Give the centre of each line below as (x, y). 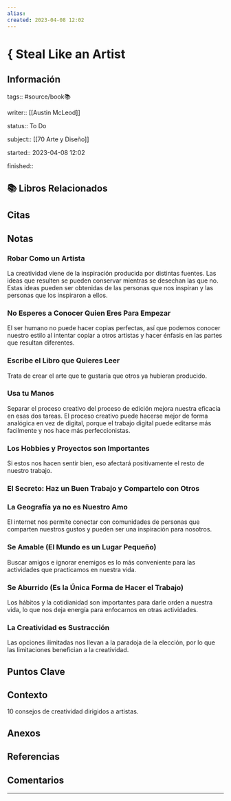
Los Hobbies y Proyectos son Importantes (78, 448)
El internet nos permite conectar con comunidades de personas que (104, 522)
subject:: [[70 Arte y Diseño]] (48, 139)
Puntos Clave (36, 672)
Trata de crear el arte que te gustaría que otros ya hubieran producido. (107, 376)
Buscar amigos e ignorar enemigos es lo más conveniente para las (101, 562)
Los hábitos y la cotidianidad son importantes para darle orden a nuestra (110, 602)
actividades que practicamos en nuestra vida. (72, 569)
